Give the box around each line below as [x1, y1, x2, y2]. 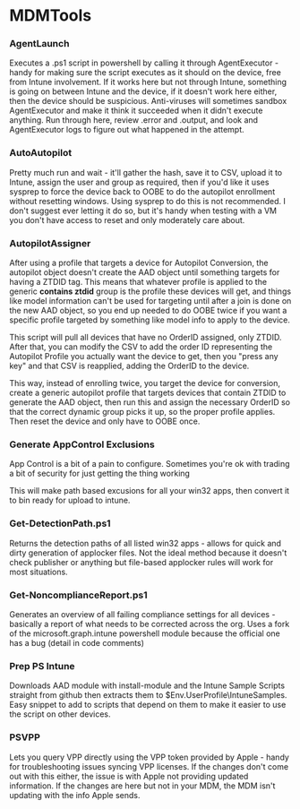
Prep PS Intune [9, 659, 75, 672]
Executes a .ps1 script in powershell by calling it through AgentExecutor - [9, 57, 279, 68]
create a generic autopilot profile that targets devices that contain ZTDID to [9, 387, 287, 399]
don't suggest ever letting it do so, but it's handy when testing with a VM [9, 205, 278, 216]
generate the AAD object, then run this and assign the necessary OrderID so [9, 397, 291, 408]
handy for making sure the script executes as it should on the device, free [9, 67, 282, 78]
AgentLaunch [9, 38, 70, 50]
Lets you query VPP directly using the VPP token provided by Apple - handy [9, 752, 289, 762]
